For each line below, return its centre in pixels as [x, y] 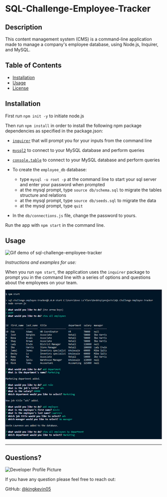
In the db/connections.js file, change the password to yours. [74, 215]
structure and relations [43, 195]
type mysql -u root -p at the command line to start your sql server [88, 179]
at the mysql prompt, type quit [51, 206]
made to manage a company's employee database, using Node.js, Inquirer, [82, 44]
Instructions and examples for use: [41, 262]
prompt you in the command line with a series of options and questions [78, 277]
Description [24, 27]
